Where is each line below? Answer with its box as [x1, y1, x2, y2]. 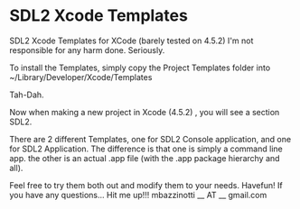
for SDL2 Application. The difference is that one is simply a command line [9, 143, 283, 154]
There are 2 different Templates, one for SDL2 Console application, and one [9, 133, 292, 144]
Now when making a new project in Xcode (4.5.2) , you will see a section [9, 106, 280, 117]
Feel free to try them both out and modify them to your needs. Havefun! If [9, 179, 283, 190]
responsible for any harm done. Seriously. [9, 44, 165, 55]
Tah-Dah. [9, 89, 44, 100]
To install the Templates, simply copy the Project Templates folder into [9, 62, 271, 73]
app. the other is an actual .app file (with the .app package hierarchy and [9, 152, 280, 163]
